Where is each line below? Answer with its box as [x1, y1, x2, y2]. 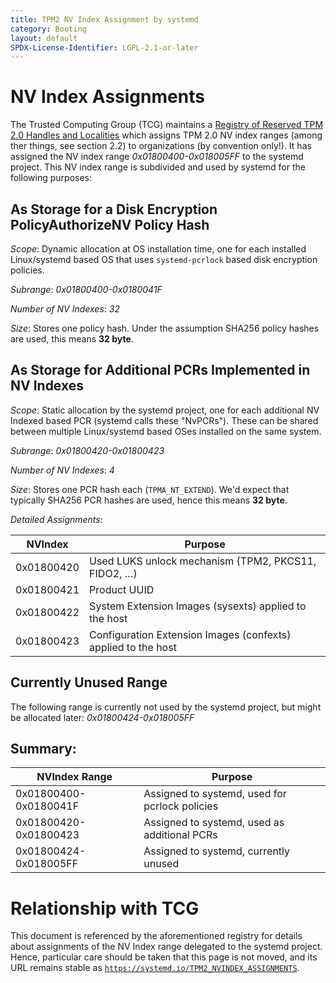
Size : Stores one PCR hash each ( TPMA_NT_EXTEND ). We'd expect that [10, 483, 290, 495]
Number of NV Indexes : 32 [10, 303, 120, 315]
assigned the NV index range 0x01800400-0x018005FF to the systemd [10, 151, 304, 163]
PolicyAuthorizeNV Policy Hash [10, 216, 210, 233]
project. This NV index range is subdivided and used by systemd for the [10, 161, 306, 173]
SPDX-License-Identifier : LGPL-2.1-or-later [10, 42, 199, 53]
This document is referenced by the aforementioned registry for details [10, 930, 303, 942]
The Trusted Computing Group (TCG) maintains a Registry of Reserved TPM [10, 119, 324, 131]
